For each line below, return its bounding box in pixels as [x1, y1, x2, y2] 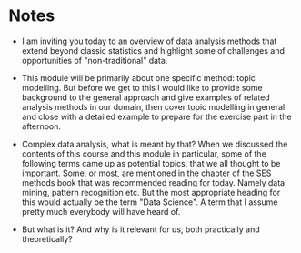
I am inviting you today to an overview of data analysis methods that [21, 35, 277, 46]
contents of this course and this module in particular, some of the [21, 147, 267, 159]
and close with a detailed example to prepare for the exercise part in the [21, 111, 292, 122]
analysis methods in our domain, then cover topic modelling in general [21, 101, 286, 112]
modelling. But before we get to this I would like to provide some [21, 82, 263, 93]
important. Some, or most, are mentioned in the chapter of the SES [21, 167, 272, 178]
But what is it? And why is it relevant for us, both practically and [21, 224, 260, 235]
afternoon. [21, 120, 61, 132]
